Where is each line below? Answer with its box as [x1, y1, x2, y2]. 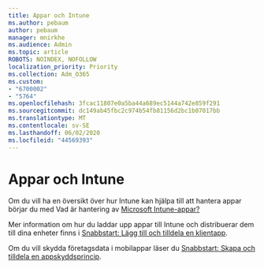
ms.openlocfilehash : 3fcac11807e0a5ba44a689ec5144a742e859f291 [8, 99, 221, 107]
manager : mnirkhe [8, 33, 65, 42]
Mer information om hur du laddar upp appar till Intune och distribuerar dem [8, 220, 255, 230]
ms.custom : [8, 77, 44, 85]
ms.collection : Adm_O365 [8, 70, 90, 78]
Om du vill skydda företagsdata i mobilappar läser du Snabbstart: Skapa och [8, 244, 256, 253]
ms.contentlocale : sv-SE [8, 121, 90, 129]
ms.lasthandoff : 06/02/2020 [8, 129, 101, 136]
